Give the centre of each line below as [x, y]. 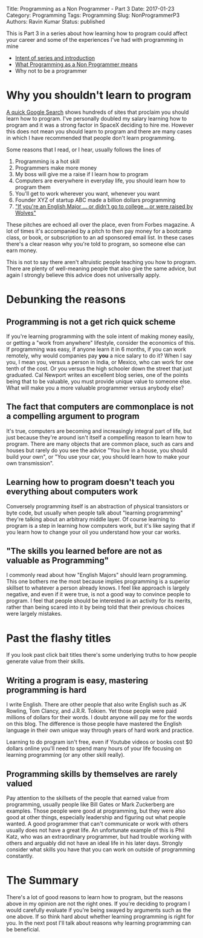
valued [20, 783]
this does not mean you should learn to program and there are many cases [99, 131]
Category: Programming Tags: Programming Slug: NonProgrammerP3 [93, 15]
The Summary [43, 880]
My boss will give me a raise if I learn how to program [82, 174]
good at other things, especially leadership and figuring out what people [96, 817]
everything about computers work [72, 492]
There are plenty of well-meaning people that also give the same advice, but [101, 268]
